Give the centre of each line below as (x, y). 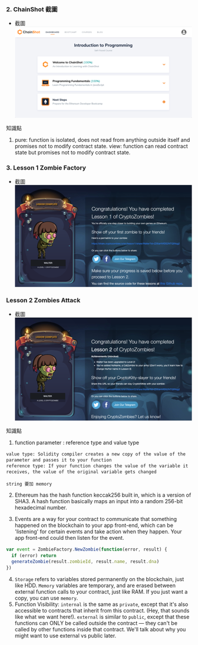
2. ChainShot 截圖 (32, 9)
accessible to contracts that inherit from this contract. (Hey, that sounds (102, 611)
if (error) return (34, 556)
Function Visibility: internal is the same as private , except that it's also (101, 604)
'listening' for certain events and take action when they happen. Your (98, 531)
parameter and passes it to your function (59, 460)
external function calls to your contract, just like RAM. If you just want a (101, 592)
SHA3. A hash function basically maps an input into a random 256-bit (99, 501)
